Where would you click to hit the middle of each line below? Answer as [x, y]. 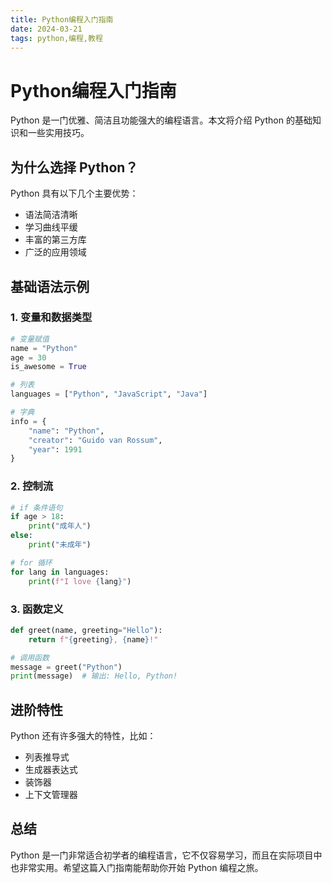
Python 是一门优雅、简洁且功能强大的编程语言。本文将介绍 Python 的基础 [161, 120]
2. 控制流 [32, 486]
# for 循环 [31, 562]
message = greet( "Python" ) [66, 667]
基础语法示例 [50, 286]
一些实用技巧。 [58, 133]
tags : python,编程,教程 [56, 38]
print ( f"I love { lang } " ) [80, 581]
